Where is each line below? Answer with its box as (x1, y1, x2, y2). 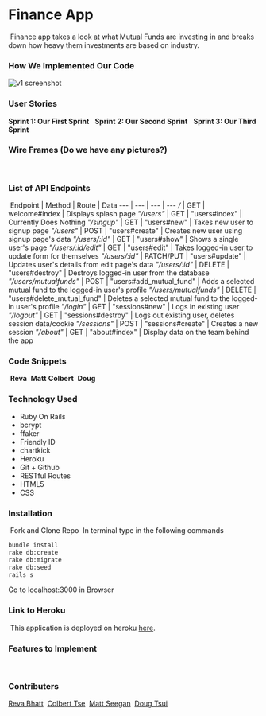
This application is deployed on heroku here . (10, 623, 156, 632)
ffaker (19, 428, 40, 438)
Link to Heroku (8, 605, 66, 616)
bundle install (8, 541, 59, 550)
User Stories (8, 98, 58, 109)
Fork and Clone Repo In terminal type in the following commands (10, 526, 224, 535)
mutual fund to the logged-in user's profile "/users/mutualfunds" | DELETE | (8, 285, 256, 295)
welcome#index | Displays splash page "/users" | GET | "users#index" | (8, 209, 242, 219)
